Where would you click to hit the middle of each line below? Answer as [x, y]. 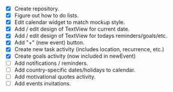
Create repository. [37, 9]
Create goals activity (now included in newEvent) [75, 56]
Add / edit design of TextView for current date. [72, 29]
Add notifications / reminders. [51, 63]
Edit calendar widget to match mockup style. [70, 22]
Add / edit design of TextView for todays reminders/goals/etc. [91, 36]
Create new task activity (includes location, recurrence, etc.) [89, 49]
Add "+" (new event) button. [49, 43]
